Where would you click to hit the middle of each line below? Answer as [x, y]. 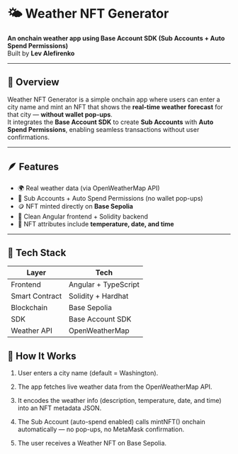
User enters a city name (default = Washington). [88, 373]
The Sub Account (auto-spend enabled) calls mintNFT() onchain [111, 422]
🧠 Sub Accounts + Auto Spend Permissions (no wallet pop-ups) [110, 198]
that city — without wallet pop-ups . [60, 114]
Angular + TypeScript [104, 284]
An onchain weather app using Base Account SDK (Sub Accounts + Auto [116, 38]
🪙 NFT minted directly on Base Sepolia [75, 206]
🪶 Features [33, 167]
